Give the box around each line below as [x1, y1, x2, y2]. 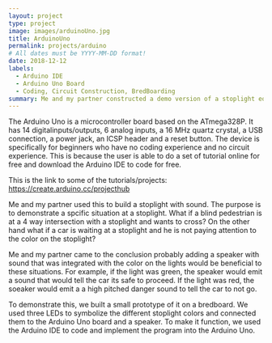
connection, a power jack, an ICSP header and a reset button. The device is [8, 134, 261, 144]
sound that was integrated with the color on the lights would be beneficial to [8, 258, 262, 268]
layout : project [8, 11, 63, 20]
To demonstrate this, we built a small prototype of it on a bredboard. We [8, 300, 249, 310]
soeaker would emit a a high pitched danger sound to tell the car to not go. [8, 284, 257, 294]
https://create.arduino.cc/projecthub [8, 184, 130, 194]
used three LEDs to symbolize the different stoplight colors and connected [8, 308, 257, 318]
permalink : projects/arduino [8, 42, 107, 50]
